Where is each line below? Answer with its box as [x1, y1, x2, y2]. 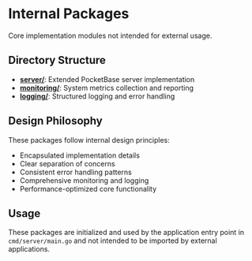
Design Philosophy [8, 114, 103, 128]
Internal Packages [8, 5, 130, 23]
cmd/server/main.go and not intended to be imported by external [8, 236, 217, 245]
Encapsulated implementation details [19, 151, 141, 160]
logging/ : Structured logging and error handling [19, 91, 175, 101]
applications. [8, 244, 50, 254]
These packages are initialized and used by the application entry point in [8, 228, 245, 237]
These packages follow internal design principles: [8, 135, 170, 144]
